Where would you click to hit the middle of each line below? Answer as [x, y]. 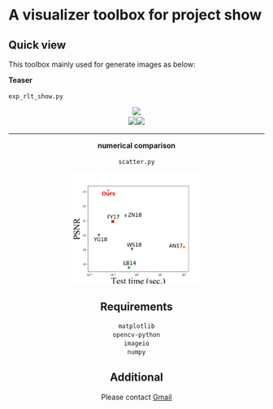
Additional [136, 378]
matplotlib [136, 326]
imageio [136, 343]
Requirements [136, 306]
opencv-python [136, 335]
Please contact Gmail [136, 397]
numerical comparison [136, 145]
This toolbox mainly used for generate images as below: [102, 64]
